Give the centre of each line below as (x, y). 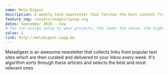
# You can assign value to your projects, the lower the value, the (78, 28)
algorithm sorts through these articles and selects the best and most (75, 62)
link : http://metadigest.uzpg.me (40, 38)
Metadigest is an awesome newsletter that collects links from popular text (81, 52)
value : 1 (14, 33)
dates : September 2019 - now (35, 24)
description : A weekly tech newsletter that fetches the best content (80, 14)
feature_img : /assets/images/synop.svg (47, 19)
